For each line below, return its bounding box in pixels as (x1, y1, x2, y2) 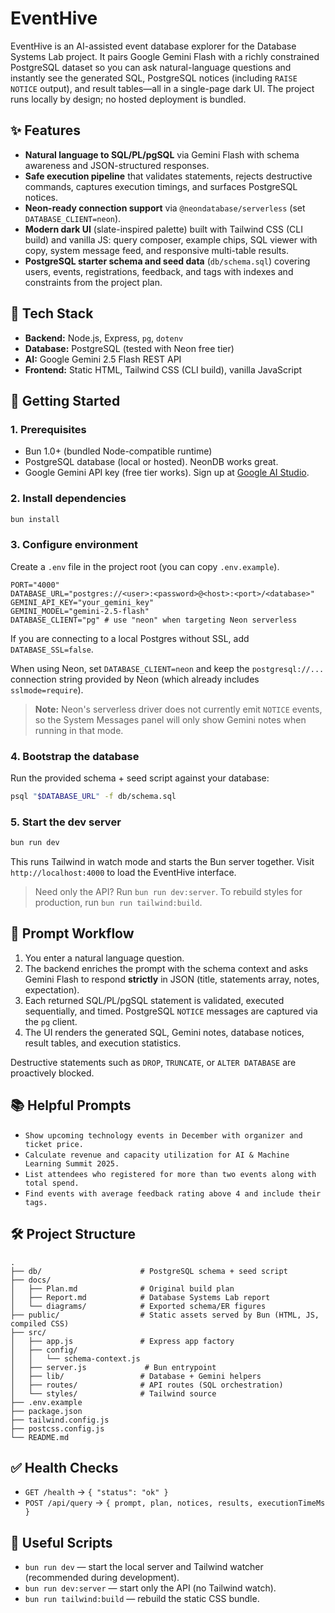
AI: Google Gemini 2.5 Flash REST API (24, 353, 182, 365)
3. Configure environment (10, 538, 139, 552)
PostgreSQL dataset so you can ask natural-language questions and (10, 61, 292, 73)
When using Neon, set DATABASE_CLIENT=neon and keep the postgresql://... (10, 662, 325, 674)
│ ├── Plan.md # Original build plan (10, 1283, 235, 1294)
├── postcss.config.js (10, 1423, 105, 1434)
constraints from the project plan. (24, 276, 163, 288)
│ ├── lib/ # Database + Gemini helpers (10, 1371, 262, 1381)
